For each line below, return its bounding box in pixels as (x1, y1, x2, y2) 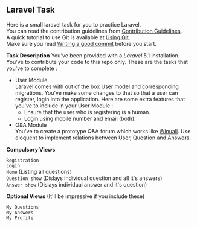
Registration (6, 157, 39, 164)
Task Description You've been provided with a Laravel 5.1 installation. (6, 51, 180, 59)
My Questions (6, 204, 39, 210)
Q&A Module (15, 121, 47, 129)
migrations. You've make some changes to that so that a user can (15, 89, 178, 96)
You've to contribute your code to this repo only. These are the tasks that (6, 58, 189, 65)
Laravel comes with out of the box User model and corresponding (15, 83, 179, 90)
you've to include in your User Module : (15, 102, 114, 109)
